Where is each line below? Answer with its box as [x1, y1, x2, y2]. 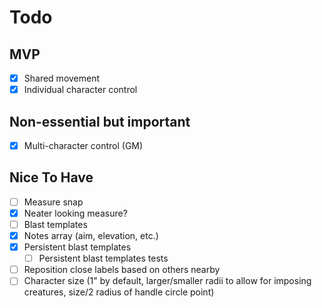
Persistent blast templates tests [38, 252, 169, 265]
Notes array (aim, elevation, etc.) [23, 230, 159, 241]
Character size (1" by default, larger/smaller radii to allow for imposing [23, 275, 312, 287]
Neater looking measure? [23, 207, 128, 219]
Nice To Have [9, 169, 94, 186]
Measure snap [23, 196, 84, 208]
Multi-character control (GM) [23, 139, 144, 151]
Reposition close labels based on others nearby [23, 264, 221, 276]
